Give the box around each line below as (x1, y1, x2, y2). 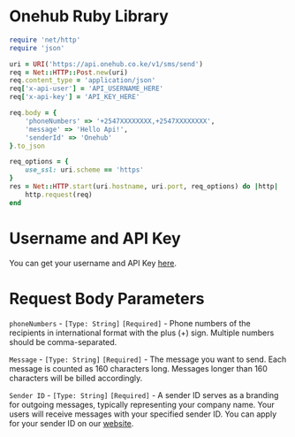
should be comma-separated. (9, 336, 117, 347)
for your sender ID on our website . (9, 418, 134, 428)
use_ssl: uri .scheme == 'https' (25, 165, 144, 174)
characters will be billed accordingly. (9, 372, 143, 383)
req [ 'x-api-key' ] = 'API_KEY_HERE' (9, 93, 140, 102)
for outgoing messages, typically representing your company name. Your (9, 399, 276, 410)
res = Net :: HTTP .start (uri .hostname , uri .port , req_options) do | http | (9, 182, 278, 191)
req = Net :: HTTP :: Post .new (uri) (9, 68, 128, 77)
